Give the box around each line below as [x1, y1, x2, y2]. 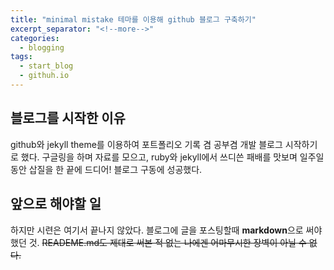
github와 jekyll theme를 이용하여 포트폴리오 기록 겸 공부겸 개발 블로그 [10, 138, 283, 150]
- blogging [19, 42, 65, 53]
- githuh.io [19, 71, 70, 81]
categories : [10, 33, 60, 43]
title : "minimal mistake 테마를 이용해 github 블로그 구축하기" [10, 14, 257, 25]
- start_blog [19, 61, 74, 71]
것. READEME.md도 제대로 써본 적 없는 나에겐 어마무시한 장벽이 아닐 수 [28, 236, 307, 248]
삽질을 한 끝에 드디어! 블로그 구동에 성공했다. [28, 163, 203, 175]
